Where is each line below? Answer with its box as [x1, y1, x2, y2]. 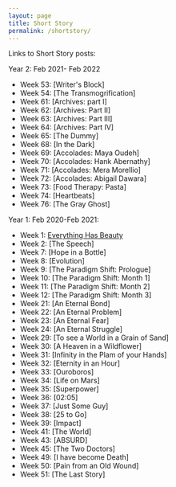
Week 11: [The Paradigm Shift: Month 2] [19, 282, 150, 292]
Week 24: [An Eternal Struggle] [19, 325, 122, 334]
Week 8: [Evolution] [19, 256, 86, 266]
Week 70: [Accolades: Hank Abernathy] [19, 157, 150, 166]
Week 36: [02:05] [19, 393, 78, 403]
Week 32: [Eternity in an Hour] [19, 358, 121, 368]
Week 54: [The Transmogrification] [19, 88, 136, 98]
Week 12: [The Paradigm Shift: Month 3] [19, 290, 152, 300]
